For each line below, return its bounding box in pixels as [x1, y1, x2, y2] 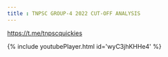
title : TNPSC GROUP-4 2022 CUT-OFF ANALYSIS [7, 10, 140, 17]
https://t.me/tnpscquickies [7, 29, 83, 37]
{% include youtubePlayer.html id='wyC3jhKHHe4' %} [7, 42, 162, 50]
